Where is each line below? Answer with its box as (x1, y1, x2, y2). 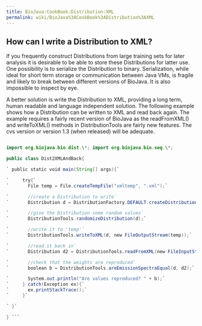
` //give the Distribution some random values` (6, 210, 144, 216)
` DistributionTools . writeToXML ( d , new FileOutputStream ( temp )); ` (6, 232, 192, 238)
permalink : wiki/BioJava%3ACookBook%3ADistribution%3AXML (6, 14, 155, 20)
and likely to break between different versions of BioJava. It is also (6, 78, 171, 85)
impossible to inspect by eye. (6, 85, 79, 92)
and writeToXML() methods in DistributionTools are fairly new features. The (6, 121, 192, 129)
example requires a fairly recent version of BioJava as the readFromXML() (6, 115, 189, 122)
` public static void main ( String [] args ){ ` (6, 166, 120, 173)
